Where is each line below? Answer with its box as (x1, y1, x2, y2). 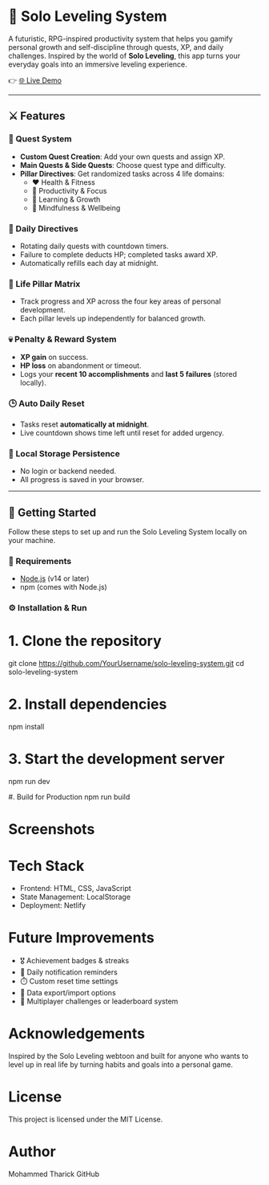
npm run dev (8, 776, 50, 786)
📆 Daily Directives (8, 223, 78, 234)
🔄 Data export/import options (19, 988, 116, 998)
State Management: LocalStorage (19, 892, 130, 902)
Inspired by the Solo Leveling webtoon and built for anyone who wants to (8, 1051, 249, 1060)
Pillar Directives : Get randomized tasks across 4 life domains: (19, 169, 225, 178)
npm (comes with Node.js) (19, 582, 108, 592)
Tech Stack (8, 857, 85, 875)
